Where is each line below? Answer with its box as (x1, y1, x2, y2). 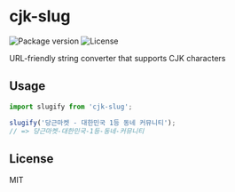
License (9, 151, 54, 166)
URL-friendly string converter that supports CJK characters (9, 52, 226, 63)
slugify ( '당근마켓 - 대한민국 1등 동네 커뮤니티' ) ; (9, 118, 176, 127)
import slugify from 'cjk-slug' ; (9, 102, 133, 111)
